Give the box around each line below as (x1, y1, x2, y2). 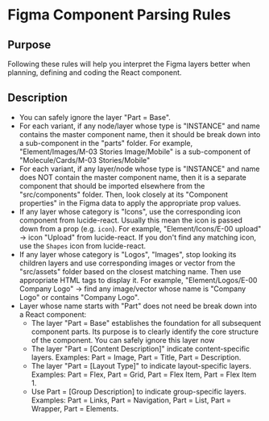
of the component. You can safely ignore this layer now (31, 335, 215, 344)
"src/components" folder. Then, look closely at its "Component (19, 190, 229, 199)
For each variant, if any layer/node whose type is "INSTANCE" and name (19, 164, 260, 173)
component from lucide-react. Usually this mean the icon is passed (19, 215, 242, 225)
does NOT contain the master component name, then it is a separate (19, 172, 247, 182)
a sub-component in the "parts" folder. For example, (19, 138, 193, 148)
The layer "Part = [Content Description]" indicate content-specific (31, 344, 250, 353)
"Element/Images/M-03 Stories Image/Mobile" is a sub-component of (19, 147, 251, 156)
